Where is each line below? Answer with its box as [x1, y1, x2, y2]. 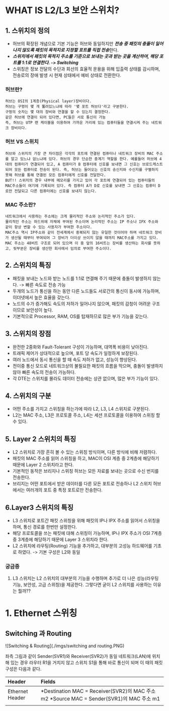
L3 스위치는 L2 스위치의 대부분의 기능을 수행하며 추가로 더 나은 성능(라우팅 [12, 575, 159, 581]
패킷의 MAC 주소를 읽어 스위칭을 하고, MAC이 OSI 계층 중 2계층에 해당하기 [12, 455, 159, 462]
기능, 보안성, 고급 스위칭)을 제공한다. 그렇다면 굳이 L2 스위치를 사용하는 [12, 582, 152, 588]
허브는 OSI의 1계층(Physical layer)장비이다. [5, 99, 92, 104]
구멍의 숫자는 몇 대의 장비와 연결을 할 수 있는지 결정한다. [5, 110, 111, 115]
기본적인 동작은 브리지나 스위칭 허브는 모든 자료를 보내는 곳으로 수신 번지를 [12, 468, 159, 474]
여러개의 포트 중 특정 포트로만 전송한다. [26, 487, 103, 493]
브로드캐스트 [142, 162, 163, 167]
